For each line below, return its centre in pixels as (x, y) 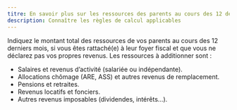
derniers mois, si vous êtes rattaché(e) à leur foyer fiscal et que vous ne (112, 48)
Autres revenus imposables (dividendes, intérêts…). (92, 99)
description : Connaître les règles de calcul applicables (94, 20)
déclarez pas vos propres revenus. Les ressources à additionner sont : (110, 55)
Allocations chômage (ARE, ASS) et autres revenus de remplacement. (119, 77)
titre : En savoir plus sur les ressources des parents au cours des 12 (115, 14)
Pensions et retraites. (48, 84)
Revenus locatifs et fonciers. (59, 92)
